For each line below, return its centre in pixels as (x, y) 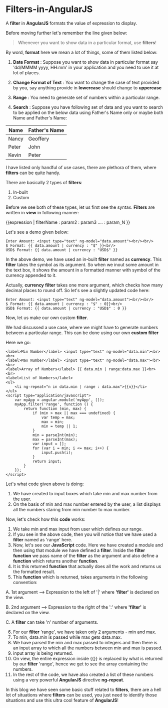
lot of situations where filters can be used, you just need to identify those (81, 695)
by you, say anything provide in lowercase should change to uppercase (87, 88)
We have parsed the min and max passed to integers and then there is (85, 642)
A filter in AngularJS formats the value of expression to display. (71, 23)
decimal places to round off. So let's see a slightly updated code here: (77, 290)
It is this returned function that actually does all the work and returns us (87, 566)
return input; (47, 461)
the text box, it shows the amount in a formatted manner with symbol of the (83, 270)
